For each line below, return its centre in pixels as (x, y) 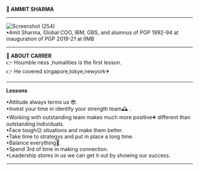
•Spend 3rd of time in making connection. (57, 149)
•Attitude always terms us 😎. (42, 102)
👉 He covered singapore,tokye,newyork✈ (58, 71)
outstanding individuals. (35, 124)
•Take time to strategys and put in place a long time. (70, 137)
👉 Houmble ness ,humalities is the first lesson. (64, 62)
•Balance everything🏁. (34, 143)
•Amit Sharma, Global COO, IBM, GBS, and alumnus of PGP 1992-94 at (92, 32)
